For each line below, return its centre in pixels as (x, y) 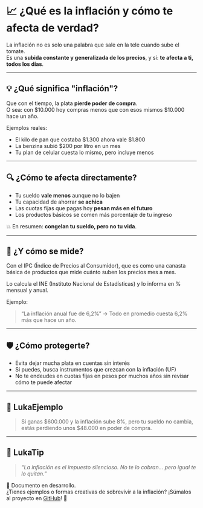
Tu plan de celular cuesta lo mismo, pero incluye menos (84, 152)
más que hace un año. (49, 320)
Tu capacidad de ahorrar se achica (59, 202)
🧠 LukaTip (25, 453)
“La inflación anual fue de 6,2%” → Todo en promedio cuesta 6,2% (104, 313)
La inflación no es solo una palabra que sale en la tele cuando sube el (93, 45)
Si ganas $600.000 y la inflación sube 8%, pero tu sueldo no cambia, (107, 422)
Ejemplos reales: (27, 127)
